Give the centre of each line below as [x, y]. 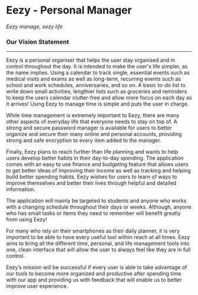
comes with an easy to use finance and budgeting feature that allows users [97, 164]
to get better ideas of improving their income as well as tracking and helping [98, 171]
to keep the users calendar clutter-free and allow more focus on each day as [99, 98]
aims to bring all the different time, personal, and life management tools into [98, 243]
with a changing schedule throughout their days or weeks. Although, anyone [99, 207]
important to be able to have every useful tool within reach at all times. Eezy [98, 237]
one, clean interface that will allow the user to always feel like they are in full [98, 250]
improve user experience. [37, 286]
